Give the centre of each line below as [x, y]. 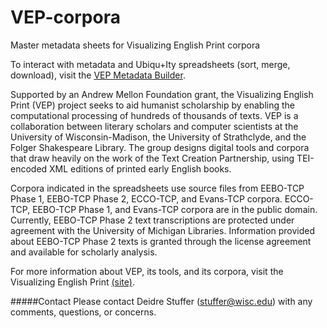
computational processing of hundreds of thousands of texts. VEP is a [154, 115]
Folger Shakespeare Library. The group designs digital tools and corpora [160, 147]
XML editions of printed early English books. [140, 168]
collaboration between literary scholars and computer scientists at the [154, 126]
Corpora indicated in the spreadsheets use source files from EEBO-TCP [157, 188]
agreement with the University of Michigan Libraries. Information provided [163, 230]
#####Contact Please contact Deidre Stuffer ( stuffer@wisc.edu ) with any [161, 301]
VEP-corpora [65, 17]
